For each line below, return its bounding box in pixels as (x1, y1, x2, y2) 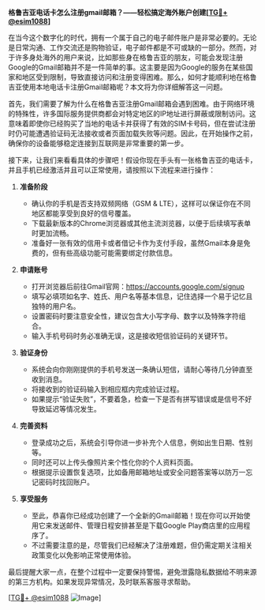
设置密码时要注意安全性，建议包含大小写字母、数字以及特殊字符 (31, 311, 239, 321)
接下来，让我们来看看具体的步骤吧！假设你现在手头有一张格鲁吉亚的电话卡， (8, 156, 257, 164)
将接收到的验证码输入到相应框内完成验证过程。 (31, 385, 184, 393)
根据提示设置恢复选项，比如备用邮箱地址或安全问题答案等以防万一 (31, 468, 246, 476)
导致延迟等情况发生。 (31, 405, 101, 413)
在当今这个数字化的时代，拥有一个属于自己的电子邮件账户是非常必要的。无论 (8, 33, 257, 42)
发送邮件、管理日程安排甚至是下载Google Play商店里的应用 (52, 521, 244, 530)
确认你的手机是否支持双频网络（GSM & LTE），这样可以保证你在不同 (31, 199, 251, 208)
